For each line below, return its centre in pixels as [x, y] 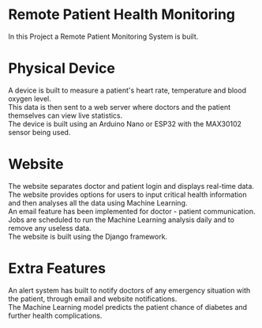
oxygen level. [30, 98]
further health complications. [55, 315]
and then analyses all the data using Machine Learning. [98, 202]
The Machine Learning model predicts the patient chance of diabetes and [127, 307]
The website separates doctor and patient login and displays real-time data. [131, 186]
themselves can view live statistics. [65, 115]
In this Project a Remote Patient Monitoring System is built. [103, 36]
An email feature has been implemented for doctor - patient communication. [132, 211]
